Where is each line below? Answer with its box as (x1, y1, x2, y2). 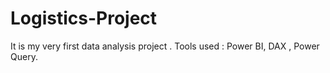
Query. (10, 50, 38, 62)
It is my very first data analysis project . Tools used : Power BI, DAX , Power (10, 40, 320, 52)
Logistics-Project (10, 7, 158, 30)
